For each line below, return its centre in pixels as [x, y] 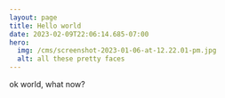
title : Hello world [45, 26]
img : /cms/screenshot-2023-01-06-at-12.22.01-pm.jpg [117, 51]
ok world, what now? [48, 84]
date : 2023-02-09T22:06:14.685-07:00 [79, 34]
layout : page [33, 17]
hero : [19, 42]
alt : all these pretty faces [71, 59]
